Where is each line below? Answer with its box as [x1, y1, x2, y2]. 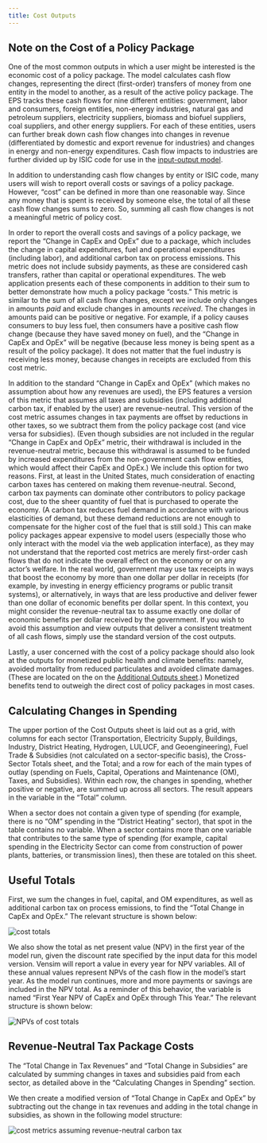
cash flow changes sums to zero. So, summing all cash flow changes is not [8, 204, 254, 214]
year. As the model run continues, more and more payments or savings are [8, 976, 253, 986]
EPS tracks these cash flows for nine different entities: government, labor [8, 96, 248, 106]
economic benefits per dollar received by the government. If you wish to [8, 615, 245, 625]
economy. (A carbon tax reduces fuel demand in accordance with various [8, 506, 249, 515]
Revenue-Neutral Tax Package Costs [8, 1040, 195, 1053]
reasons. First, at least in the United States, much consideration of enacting [8, 471, 255, 481]
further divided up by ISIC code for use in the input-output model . [8, 155, 223, 165]
